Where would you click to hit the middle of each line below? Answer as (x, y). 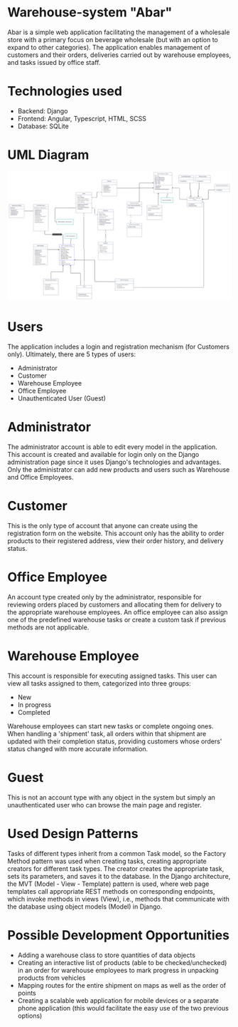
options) (30, 1016)
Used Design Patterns (73, 834)
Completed (34, 712)
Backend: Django (43, 110)
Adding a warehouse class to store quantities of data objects (106, 955)
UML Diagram (48, 155)
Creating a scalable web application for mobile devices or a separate (118, 1000)
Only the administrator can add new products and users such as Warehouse (119, 470)
